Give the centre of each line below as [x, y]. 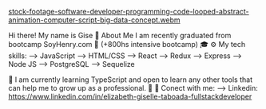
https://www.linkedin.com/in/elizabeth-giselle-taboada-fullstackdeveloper [130, 96]
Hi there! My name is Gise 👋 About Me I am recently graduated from [120, 35]
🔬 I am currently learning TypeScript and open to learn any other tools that [131, 80]
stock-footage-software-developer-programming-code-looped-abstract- [129, 12]
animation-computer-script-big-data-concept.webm [95, 20]
